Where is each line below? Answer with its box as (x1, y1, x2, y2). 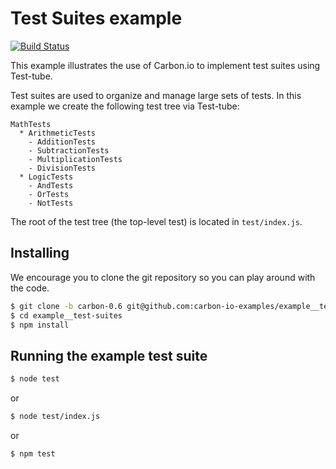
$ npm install (10, 320, 70, 330)
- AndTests (28, 180, 74, 191)
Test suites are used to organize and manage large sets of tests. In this (10, 89, 302, 101)
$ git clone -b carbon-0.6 (10, 301, 123, 311)
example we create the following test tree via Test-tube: (10, 100, 240, 112)
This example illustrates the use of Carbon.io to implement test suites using (10, 59, 321, 71)
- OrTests (28, 189, 70, 199)
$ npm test (10, 448, 56, 459)
